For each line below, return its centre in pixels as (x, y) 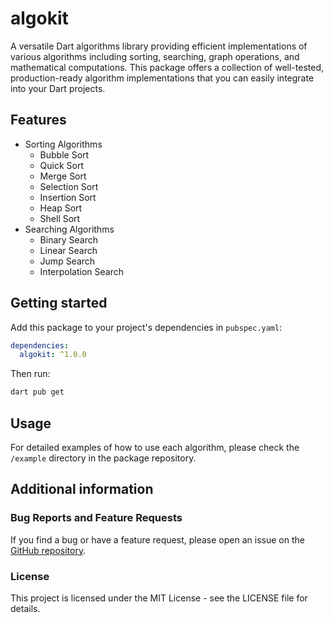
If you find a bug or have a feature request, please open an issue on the (157, 539)
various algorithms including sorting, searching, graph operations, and (155, 56)
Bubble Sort (64, 154)
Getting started (59, 303)
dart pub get (37, 392)
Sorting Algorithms (63, 144)
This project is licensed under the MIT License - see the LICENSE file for (159, 598)
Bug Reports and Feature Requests (96, 518)
